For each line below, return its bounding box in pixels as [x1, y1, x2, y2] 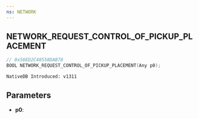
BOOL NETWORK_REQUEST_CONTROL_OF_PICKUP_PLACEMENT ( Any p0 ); [6, 63, 161, 69]
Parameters [6, 90, 51, 100]
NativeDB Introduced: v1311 [6, 73, 77, 80]
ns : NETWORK [6, 8, 36, 15]
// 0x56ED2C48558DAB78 [6, 57, 64, 63]
